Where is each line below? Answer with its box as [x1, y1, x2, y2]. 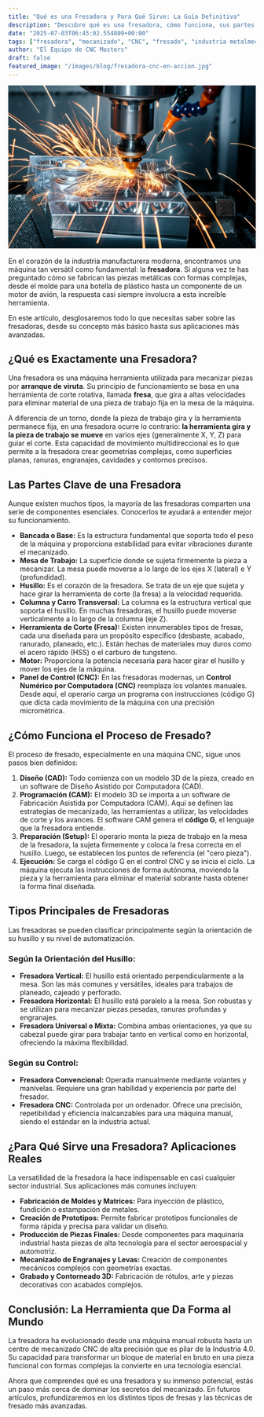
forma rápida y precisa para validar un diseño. [19, 1221, 169, 1231]
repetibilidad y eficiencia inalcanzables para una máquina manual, [19, 1108, 233, 1119]
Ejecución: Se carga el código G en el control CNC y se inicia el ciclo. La [19, 857, 255, 866]
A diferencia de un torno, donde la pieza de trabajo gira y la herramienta [8, 413, 242, 423]
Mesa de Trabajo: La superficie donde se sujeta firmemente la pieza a [19, 556, 247, 566]
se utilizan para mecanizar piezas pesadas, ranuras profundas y [19, 1005, 227, 1014]
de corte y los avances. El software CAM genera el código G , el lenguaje [19, 815, 255, 825]
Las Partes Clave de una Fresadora [8, 478, 181, 491]
